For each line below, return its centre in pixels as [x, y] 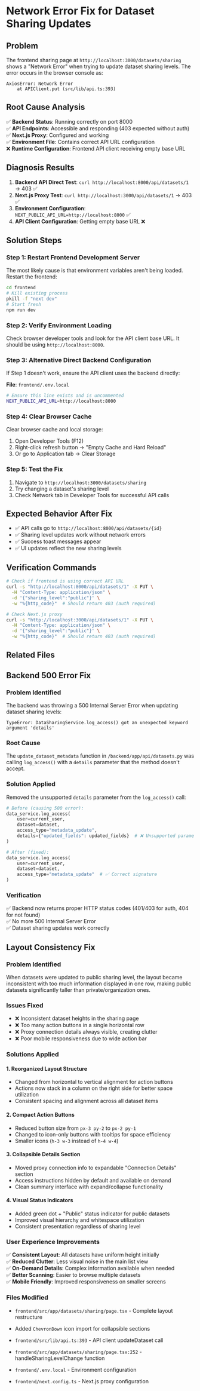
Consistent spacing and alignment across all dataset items [87, 1101]
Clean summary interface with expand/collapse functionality [89, 1187]
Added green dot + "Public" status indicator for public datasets [92, 1214]
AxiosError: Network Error [40, 84]
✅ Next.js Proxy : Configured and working [58, 135]
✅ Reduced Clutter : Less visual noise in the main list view [77, 1261]
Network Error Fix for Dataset [81, 11]
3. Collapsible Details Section [43, 1154]
